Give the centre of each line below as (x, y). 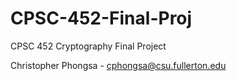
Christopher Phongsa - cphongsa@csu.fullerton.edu (118, 65)
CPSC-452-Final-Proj (101, 18)
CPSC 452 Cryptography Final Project (88, 46)
